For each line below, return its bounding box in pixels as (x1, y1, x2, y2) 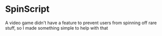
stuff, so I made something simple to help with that (5, 25, 108, 31)
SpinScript (5, 3, 50, 15)
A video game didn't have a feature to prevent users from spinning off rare (5, 20, 157, 26)
